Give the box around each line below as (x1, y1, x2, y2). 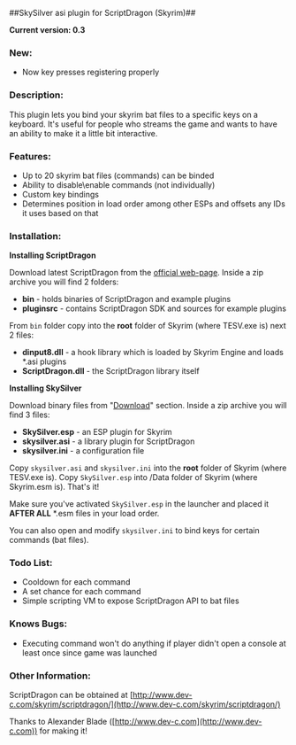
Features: (9, 150, 51, 162)
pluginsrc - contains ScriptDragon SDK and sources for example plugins (21, 303, 287, 314)
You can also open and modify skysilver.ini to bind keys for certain (9, 525, 260, 536)
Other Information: (9, 669, 91, 681)
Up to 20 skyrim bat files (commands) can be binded (21, 170, 215, 181)
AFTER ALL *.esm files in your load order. (9, 508, 160, 519)
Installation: (9, 229, 62, 242)
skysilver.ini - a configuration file (21, 446, 145, 456)
